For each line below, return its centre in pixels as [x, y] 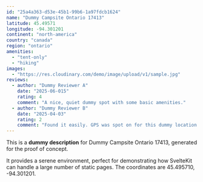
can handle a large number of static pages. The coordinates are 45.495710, [101, 167]
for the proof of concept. [37, 149]
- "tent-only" [29, 57]
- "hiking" [26, 63]
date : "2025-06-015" [43, 91]
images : [16, 68]
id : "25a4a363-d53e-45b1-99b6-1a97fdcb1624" [64, 12]
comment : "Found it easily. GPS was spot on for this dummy [95, 125]
